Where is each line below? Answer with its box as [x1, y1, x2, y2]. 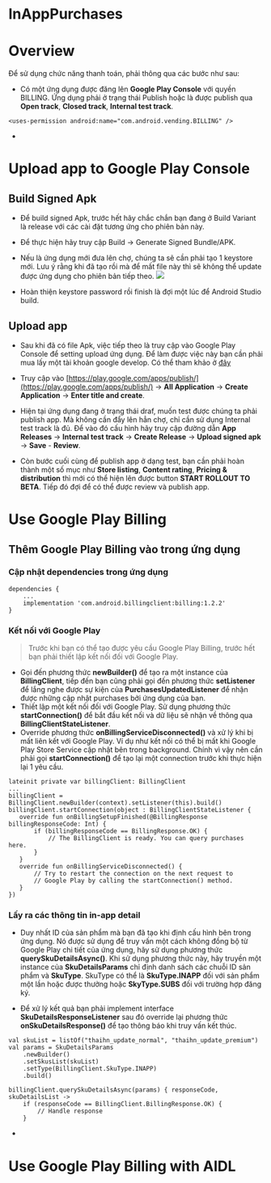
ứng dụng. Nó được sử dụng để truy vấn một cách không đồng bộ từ [19, 936, 248, 946]
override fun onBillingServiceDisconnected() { [19, 863, 183, 871]
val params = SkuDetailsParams [8, 1044, 114, 1052]
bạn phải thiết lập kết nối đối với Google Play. [28, 652, 179, 661]
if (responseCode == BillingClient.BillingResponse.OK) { [23, 1101, 222, 1109]
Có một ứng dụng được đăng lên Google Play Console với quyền [19, 84, 236, 94]
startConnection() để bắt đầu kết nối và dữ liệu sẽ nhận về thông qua [19, 711, 253, 720]
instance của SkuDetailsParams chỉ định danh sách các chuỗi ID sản [19, 962, 251, 972]
